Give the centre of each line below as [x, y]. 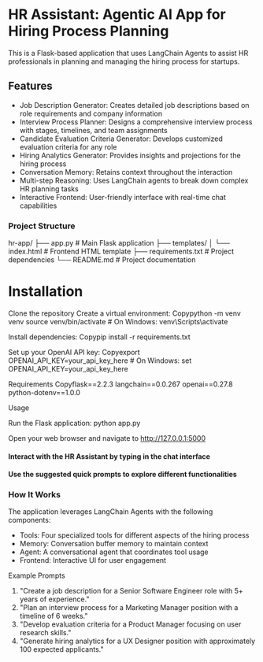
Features [30, 86]
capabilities [38, 205]
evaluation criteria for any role [68, 146]
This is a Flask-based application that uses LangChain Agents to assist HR [128, 53]
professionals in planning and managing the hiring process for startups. [124, 61]
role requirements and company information [91, 113]
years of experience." [54, 599]
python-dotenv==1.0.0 [44, 392]
